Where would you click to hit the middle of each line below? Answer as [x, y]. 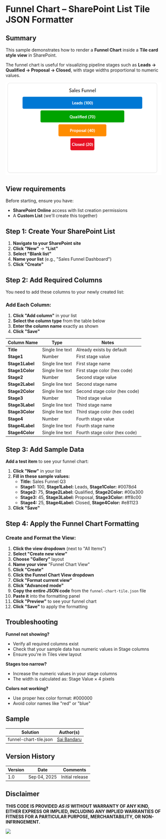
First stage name [93, 363]
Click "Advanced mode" [38, 586]
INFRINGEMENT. [23, 822]
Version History [30, 756]
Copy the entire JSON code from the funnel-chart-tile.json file [79, 591]
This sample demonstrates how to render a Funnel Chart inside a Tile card [82, 50]
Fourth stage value [95, 419]
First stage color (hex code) [104, 370]
